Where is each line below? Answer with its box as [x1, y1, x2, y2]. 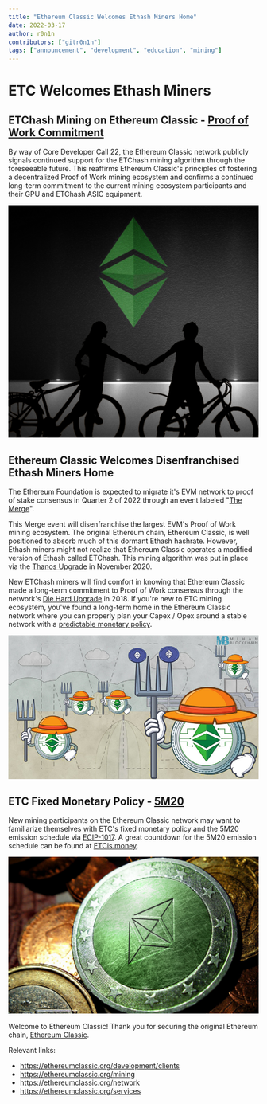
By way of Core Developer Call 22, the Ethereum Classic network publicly [8, 147, 249, 157]
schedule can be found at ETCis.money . [8, 841, 139, 851]
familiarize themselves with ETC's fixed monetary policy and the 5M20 [8, 824, 240, 834]
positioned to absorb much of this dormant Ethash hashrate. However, [8, 536, 238, 546]
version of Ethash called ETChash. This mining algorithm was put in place [8, 554, 249, 563]
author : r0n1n [8, 29, 56, 37]
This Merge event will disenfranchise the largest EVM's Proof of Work [8, 519, 237, 529]
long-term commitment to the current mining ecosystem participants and [8, 181, 247, 190]
